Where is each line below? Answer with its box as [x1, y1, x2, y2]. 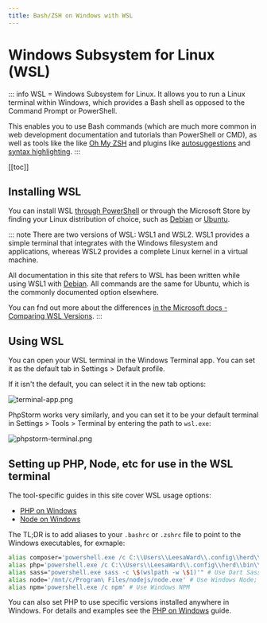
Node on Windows [19, 514, 81, 524]
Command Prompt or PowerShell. [8, 106, 118, 115]
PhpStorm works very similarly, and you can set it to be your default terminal [8, 410, 259, 420]
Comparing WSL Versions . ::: [8, 311, 103, 321]
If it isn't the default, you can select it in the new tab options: [8, 379, 207, 389]
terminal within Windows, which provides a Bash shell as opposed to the [8, 97, 245, 107]
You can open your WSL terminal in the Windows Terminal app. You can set [8, 355, 256, 366]
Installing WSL [8, 184, 82, 199]
